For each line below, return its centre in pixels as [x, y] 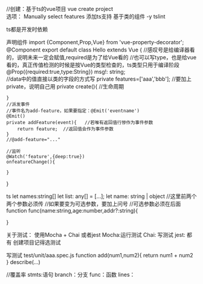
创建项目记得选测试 [37, 242]
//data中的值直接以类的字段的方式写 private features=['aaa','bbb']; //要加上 [99, 79]
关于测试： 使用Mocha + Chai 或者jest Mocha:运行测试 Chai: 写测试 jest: [96, 235]
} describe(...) [23, 262]
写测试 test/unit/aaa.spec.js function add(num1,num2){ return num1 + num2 [100, 255]
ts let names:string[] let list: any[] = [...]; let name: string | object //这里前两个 [101, 196]
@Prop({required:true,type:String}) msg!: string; [66, 72]
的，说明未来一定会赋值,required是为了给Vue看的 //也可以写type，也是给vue [101, 57]
